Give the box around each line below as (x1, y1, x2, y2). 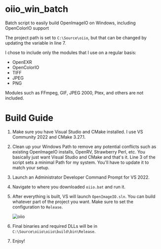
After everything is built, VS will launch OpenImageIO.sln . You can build (12, 193, 156, 199)
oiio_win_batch (5, 3, 69, 15)
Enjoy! (12, 238, 25, 244)
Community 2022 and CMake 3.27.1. (12, 134, 86, 140)
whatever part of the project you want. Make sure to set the (12, 199, 133, 204)
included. (5, 95, 24, 101)
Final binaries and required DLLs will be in (12, 223, 98, 229)
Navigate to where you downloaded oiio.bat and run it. (12, 184, 126, 190)
